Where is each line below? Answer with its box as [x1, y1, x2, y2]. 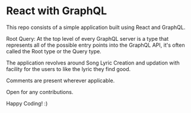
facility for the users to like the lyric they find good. [6, 65, 131, 72]
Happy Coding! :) [6, 99, 48, 107]
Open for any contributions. [6, 88, 74, 95]
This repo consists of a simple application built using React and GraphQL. [6, 24, 186, 31]
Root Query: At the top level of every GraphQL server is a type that [6, 35, 169, 42]
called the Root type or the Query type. [6, 47, 102, 54]
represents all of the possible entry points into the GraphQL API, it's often [6, 41, 185, 49]
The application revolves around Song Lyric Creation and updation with [6, 59, 180, 66]
